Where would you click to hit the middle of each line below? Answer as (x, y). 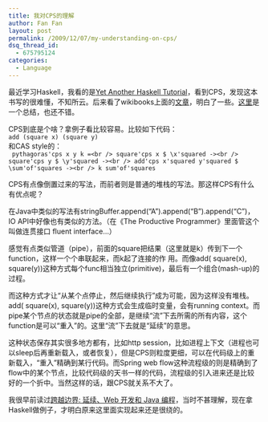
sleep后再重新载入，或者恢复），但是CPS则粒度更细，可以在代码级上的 (131, 352)
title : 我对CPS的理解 (41, 16)
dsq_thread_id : (34, 46)
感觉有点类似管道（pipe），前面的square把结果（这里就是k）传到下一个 (126, 248)
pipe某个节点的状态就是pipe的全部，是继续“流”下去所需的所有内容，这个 (128, 315)
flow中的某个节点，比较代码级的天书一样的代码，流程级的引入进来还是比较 (132, 372)
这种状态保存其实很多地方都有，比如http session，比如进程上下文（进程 (127, 343)
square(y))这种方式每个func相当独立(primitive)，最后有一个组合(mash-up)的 (134, 268)
